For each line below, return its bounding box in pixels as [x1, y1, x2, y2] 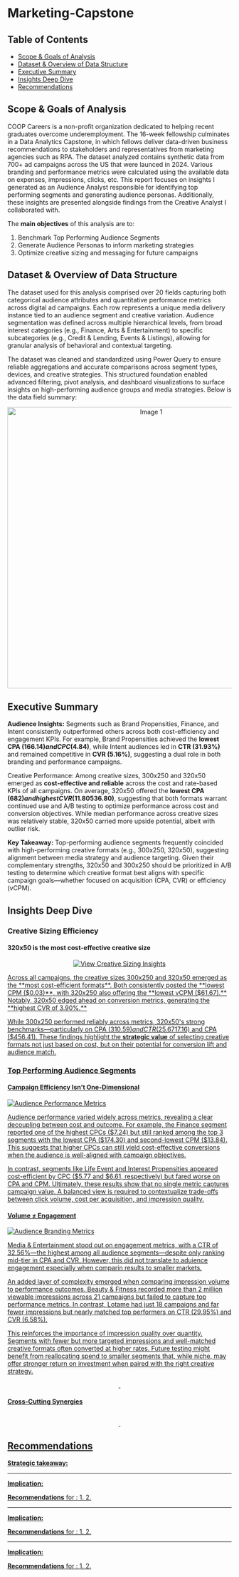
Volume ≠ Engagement [7, 1211, 77, 1220]
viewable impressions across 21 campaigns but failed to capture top [7, 1292, 207, 1301]
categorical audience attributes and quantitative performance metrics [7, 295, 211, 304]
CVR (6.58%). [7, 1315, 48, 1324]
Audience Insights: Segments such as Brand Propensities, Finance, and [7, 720, 219, 728]
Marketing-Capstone [7, 5, 134, 21]
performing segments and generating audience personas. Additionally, [7, 190, 215, 199]
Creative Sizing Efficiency [7, 926, 99, 936]
